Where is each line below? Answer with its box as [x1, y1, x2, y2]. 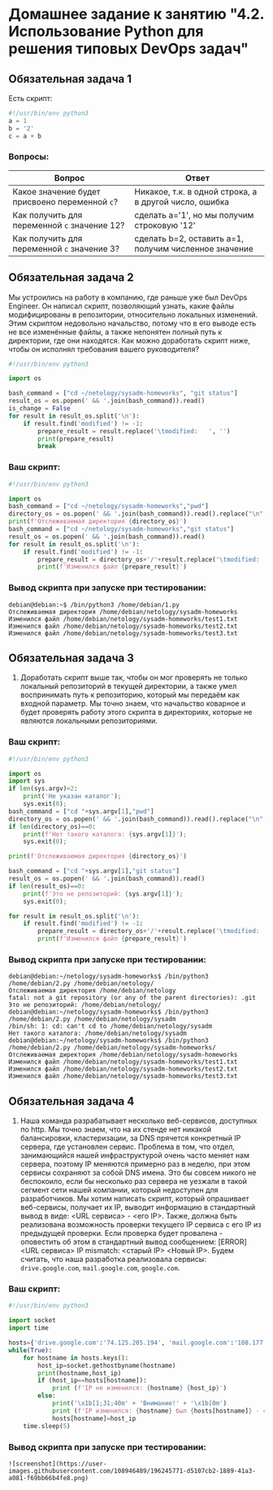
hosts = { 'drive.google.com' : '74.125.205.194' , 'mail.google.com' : [8, 1339, 234, 1348]
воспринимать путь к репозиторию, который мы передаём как [19, 690, 240, 700]
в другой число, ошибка [134, 196, 230, 208]
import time [8, 1324, 49, 1332]
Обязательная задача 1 [8, 72, 132, 85]
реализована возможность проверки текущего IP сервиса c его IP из [19, 1220, 262, 1229]
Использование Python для [8, 22, 204, 41]
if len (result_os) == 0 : [8, 882, 85, 890]
